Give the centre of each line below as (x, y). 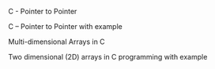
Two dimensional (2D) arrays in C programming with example (108, 57)
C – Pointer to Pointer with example (65, 26)
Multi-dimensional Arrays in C (57, 42)
